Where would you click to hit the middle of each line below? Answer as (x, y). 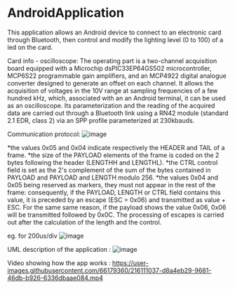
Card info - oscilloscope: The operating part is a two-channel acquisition (112, 60)
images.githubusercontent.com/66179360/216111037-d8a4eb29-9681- (109, 270)
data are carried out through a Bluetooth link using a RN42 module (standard (118, 113)
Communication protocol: (44, 134)
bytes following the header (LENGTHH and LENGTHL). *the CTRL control (113, 162)
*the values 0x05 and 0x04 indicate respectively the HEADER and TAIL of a (116, 147)
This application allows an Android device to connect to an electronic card (114, 32)
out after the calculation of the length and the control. (85, 222)
